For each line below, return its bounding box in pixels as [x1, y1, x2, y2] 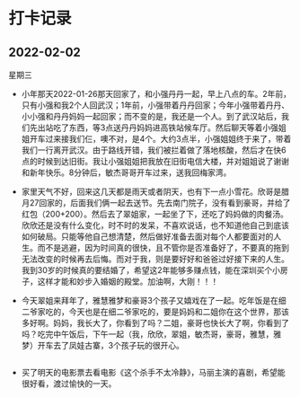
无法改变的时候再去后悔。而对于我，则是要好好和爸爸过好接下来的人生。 [21, 253, 289, 264]
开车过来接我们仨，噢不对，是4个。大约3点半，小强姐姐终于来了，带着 [29, 134, 292, 144]
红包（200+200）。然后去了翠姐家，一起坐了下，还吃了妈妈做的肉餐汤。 [21, 208, 288, 219]
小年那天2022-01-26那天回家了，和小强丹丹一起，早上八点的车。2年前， [21, 89, 291, 99]
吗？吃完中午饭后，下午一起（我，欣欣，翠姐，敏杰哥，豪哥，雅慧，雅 [21, 329, 282, 340]
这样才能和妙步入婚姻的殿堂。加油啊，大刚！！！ [37, 276, 219, 287]
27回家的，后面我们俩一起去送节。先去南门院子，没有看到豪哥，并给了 [29, 198, 291, 207]
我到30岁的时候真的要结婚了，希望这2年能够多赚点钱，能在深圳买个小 [21, 265, 280, 275]
